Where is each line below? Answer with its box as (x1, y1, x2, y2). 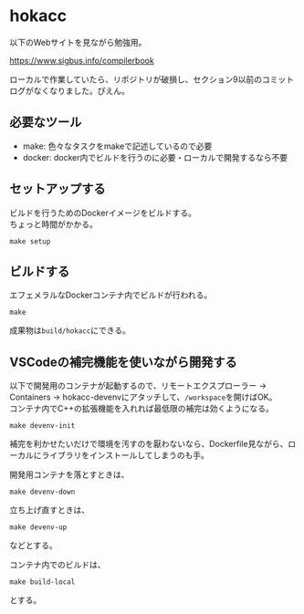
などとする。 (9, 540, 58, 551)
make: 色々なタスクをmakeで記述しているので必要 (22, 140, 213, 151)
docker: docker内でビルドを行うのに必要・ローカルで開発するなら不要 (22, 151, 288, 162)
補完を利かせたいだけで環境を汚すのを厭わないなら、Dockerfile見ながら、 (9, 439, 288, 450)
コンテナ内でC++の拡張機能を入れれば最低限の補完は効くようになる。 (9, 403, 274, 414)
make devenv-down (9, 487, 76, 497)
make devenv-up (9, 523, 68, 532)
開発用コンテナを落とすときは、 (9, 469, 130, 480)
